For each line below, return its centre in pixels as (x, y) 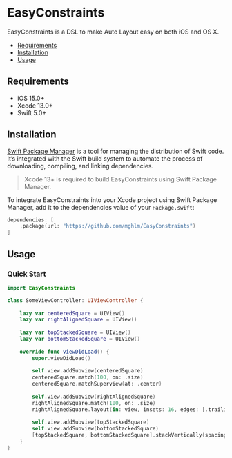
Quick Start (27, 274)
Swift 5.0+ (32, 112)
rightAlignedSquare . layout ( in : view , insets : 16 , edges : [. (120, 409)
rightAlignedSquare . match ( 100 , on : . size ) (94, 403)
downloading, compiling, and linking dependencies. (80, 166)
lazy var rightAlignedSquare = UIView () (78, 320)
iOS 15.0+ (31, 98)
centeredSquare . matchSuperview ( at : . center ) (97, 384)
